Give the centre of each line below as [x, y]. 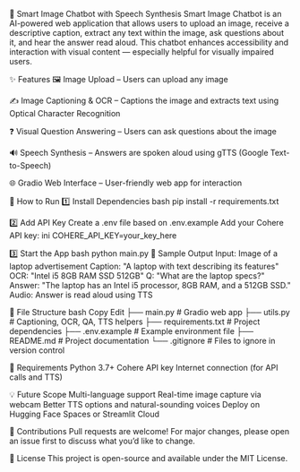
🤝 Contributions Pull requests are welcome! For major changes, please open [150, 431]
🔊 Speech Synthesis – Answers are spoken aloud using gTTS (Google [139, 153]
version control [37, 350]
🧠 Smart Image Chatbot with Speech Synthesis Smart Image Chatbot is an [146, 14]
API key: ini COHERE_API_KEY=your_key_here [93, 236]
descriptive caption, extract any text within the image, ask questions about [147, 33]
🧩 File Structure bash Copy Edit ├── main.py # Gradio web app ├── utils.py [150, 312]
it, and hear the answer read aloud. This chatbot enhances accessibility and [149, 42]
